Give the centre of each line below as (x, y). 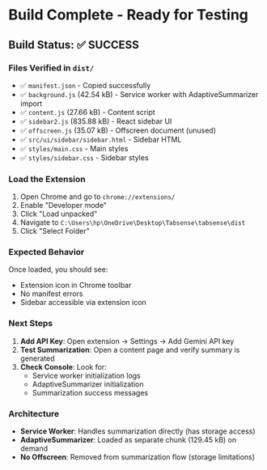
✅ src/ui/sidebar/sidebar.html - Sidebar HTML (101, 139)
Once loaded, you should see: (58, 269)
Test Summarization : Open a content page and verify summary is (130, 349)
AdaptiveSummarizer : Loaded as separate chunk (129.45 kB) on (128, 440)
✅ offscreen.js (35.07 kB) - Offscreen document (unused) (118, 130)
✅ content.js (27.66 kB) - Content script (87, 112)
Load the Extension (47, 179)
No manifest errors (51, 294)
